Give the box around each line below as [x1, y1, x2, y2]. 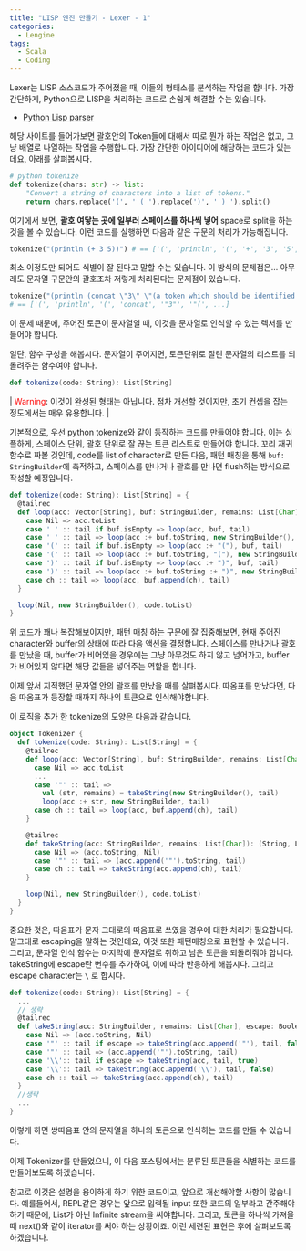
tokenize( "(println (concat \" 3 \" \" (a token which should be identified [9, 291, 296, 301]
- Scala [17, 47, 47, 57]
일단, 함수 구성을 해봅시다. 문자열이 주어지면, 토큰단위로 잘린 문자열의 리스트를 [9, 349, 287, 360]
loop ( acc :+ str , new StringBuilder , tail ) [42, 797, 209, 806]
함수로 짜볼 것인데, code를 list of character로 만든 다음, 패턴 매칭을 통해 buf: [9, 449, 285, 460]
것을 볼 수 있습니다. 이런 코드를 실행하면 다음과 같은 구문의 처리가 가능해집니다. [9, 226, 289, 237]
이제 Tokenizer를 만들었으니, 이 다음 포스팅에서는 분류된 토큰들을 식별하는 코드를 [9, 1155, 297, 1166]
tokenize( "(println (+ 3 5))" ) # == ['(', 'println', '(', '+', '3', [9, 244, 280, 254]
